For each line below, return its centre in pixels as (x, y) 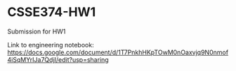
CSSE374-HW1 (52, 12)
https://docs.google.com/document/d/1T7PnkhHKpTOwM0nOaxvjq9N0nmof (118, 52)
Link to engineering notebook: (51, 45)
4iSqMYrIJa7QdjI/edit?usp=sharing (58, 59)
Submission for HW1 (37, 31)
